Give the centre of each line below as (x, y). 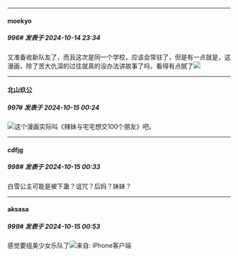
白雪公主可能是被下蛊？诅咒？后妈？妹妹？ (69, 186)
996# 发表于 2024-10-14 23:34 (54, 38)
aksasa (18, 209)
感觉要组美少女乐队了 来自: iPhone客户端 (69, 245)
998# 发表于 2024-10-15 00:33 (54, 167)
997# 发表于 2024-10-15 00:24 (53, 107)
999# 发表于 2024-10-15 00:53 (54, 226)
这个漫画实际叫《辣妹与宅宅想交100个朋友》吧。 (85, 127)
